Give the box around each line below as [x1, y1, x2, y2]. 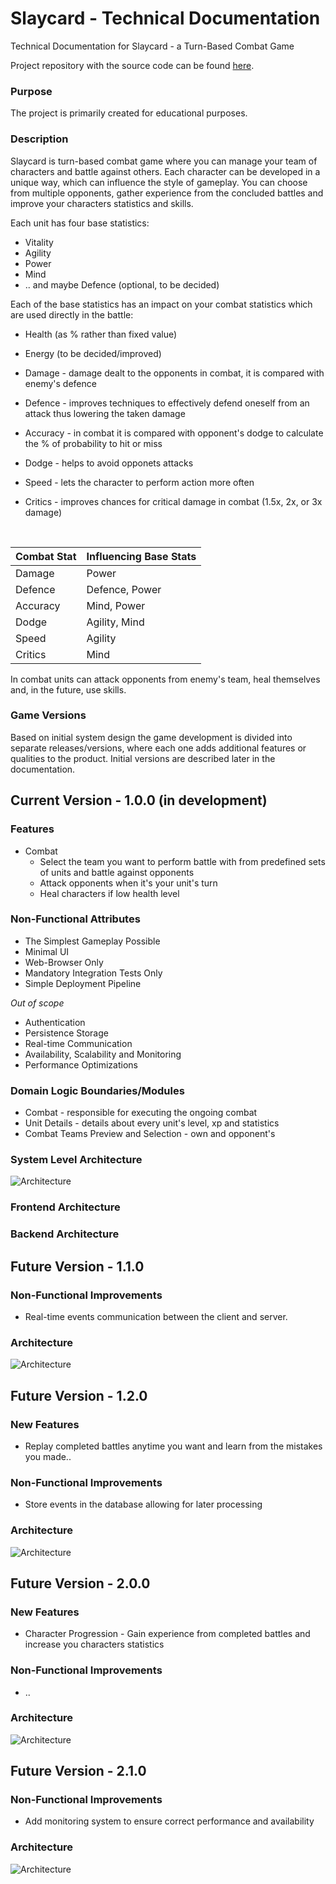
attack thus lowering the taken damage [24, 407, 186, 419]
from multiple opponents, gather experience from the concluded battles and [10, 187, 324, 199]
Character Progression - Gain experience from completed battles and [24, 1628, 311, 1640]
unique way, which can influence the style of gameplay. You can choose [10, 176, 308, 188]
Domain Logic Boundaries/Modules [10, 1083, 185, 1097]
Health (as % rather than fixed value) [24, 328, 178, 340]
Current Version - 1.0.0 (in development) [10, 792, 268, 809]
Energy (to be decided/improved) [24, 347, 162, 359]
